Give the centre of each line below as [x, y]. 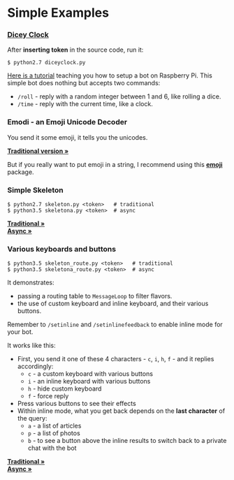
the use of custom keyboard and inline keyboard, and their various [113, 304]
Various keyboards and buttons [62, 249]
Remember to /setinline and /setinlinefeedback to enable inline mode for [115, 325]
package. [21, 172]
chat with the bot [52, 448]
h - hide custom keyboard [65, 388]
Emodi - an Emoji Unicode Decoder [67, 122]
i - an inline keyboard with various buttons [89, 381]
